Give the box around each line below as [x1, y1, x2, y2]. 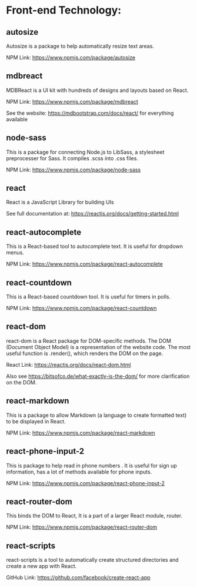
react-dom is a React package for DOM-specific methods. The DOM [6, 337, 172, 344]
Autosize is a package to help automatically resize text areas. [6, 42, 155, 49]
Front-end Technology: [6, 4, 122, 17]
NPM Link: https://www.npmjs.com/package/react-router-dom [6, 523, 158, 530]
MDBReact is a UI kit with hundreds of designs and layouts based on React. [6, 87, 189, 94]
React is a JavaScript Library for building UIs [6, 198, 114, 206]
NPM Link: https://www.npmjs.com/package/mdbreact [6, 98, 138, 105]
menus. [6, 249, 25, 256]
